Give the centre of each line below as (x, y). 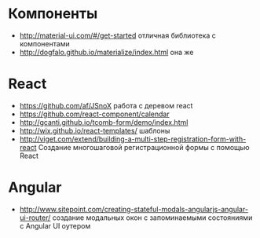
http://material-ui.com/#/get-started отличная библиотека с (117, 35)
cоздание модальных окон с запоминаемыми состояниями (152, 218)
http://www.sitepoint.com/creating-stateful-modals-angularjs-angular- (134, 209)
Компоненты (53, 14)
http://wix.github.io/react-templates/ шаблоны (95, 130)
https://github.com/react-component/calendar (95, 114)
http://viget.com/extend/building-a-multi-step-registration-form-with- (133, 139)
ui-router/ (35, 218)
